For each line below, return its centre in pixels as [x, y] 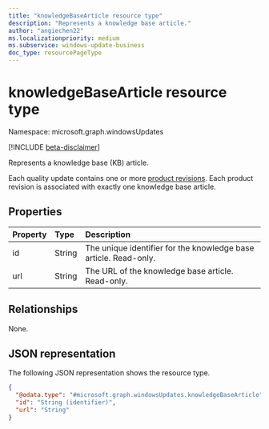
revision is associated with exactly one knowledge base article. [112, 186]
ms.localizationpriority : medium [64, 38]
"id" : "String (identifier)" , [66, 403]
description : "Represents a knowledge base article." [100, 23]
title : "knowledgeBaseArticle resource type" [85, 16]
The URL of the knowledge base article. [159, 271]
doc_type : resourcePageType [55, 53]
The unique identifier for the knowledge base [170, 247]
